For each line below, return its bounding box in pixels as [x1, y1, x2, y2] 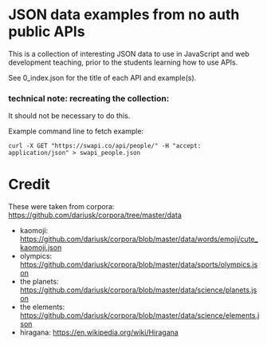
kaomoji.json [19, 243, 62, 252]
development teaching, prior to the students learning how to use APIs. [8, 57, 238, 67]
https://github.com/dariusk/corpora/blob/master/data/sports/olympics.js [19, 260, 258, 269]
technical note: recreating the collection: [8, 93, 170, 104]
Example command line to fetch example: [8, 126, 144, 137]
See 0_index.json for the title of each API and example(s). [8, 73, 197, 82]
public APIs [8, 22, 85, 41]
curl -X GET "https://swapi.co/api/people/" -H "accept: [8, 142, 202, 150]
